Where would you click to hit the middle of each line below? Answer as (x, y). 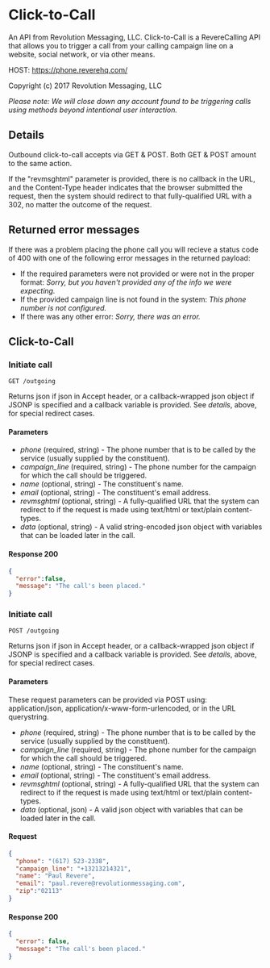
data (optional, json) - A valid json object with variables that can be (131, 809)
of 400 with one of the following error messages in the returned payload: (129, 258)
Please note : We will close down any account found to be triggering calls (130, 101)
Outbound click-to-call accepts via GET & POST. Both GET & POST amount (132, 154)
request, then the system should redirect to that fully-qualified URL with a (130, 196)
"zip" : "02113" (39, 891)
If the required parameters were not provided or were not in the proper (137, 273)
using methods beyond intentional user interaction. (93, 110)
